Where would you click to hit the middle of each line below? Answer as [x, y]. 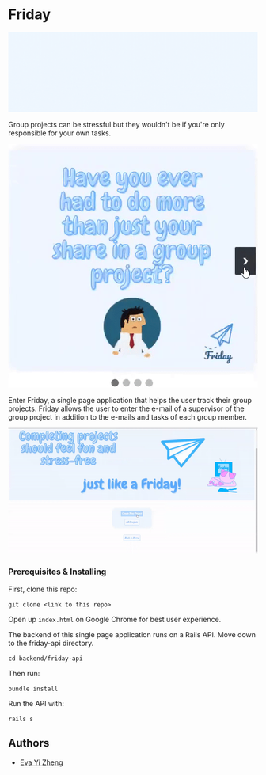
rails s [21, 719]
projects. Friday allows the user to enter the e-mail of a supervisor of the [127, 408]
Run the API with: [36, 703]
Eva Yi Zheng [41, 762]
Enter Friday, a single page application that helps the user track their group [130, 400]
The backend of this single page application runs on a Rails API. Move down [132, 634]
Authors [29, 743]
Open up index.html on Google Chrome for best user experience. [115, 619]
